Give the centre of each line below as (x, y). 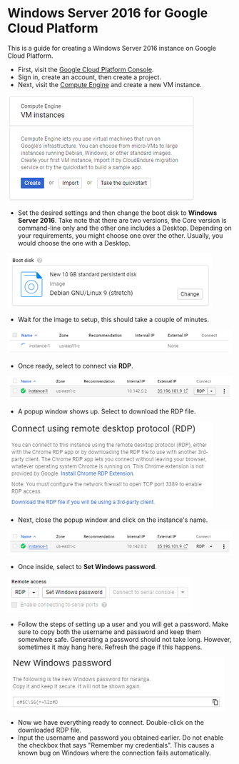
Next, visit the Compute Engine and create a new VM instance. (110, 84)
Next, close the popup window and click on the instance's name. (113, 520)
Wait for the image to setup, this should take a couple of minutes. (113, 319)
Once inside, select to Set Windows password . (87, 567)
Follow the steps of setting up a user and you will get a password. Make (123, 624)
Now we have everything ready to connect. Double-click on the (111, 723)
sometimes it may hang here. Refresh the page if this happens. (110, 647)
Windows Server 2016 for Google (108, 13)
